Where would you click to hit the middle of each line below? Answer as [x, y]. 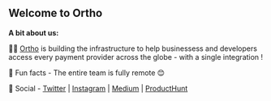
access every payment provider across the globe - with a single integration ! [136, 57]
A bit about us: [34, 32]
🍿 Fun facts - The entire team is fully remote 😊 [86, 73]
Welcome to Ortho [56, 13]
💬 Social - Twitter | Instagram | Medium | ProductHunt [98, 88]
